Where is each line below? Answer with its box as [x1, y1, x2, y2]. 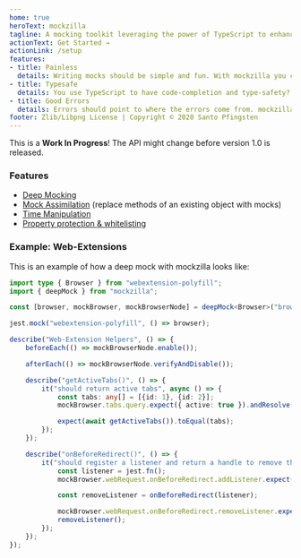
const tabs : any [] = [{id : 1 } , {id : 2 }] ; [56, 392, 215, 401]
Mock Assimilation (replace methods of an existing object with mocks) [21, 199, 282, 210]
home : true [9, 13, 50, 22]
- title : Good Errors [9, 96, 90, 106]
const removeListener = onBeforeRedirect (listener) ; [56, 491, 258, 500]
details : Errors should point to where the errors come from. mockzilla [17, 105, 295, 114]
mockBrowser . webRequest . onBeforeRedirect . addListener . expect [56, 475, 291, 484]
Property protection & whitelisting [21, 219, 146, 229]
